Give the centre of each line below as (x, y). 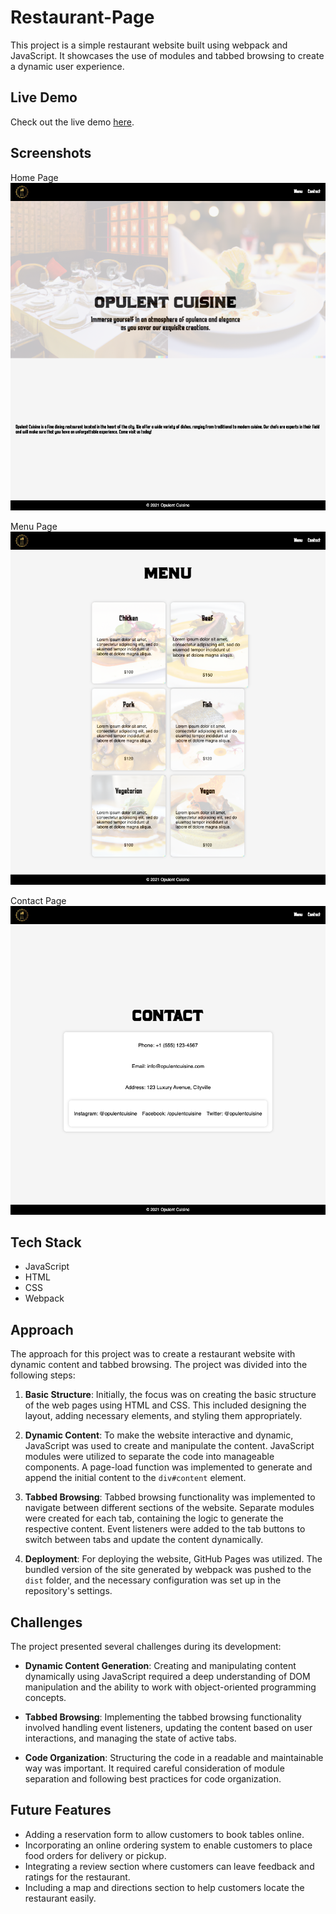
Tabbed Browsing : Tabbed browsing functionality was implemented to (170, 1497)
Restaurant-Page (82, 17)
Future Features (61, 1810)
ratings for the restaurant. (77, 1877)
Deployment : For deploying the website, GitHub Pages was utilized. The (173, 1559)
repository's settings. (68, 1591)
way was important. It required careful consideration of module (154, 1768)
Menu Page (34, 527)
